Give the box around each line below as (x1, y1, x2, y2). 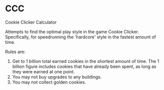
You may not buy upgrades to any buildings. (12, 74, 102, 80)
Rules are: (5, 49, 26, 55)
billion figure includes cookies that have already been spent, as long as (12, 63, 157, 69)
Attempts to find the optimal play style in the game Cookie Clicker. (5, 29, 139, 34)
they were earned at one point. (12, 68, 75, 74)
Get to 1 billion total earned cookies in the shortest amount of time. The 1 (12, 58, 159, 64)
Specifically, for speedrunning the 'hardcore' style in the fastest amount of (5, 34, 156, 40)
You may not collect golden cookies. (12, 79, 86, 85)
